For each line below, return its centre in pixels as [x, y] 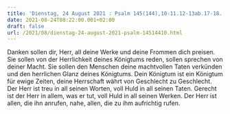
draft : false [26, 26]
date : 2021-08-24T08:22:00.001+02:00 [61, 20]
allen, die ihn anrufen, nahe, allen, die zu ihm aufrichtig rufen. [94, 103]
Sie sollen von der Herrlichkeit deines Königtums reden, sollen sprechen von [115, 60]
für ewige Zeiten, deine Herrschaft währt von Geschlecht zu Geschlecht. [110, 81]
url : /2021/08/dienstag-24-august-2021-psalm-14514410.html [95, 33]
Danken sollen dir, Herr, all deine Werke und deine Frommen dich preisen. [111, 52]
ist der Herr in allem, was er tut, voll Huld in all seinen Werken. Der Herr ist [112, 96]
